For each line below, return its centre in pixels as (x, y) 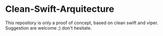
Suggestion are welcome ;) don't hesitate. (49, 28)
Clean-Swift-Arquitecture (60, 9)
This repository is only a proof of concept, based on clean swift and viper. (82, 23)
